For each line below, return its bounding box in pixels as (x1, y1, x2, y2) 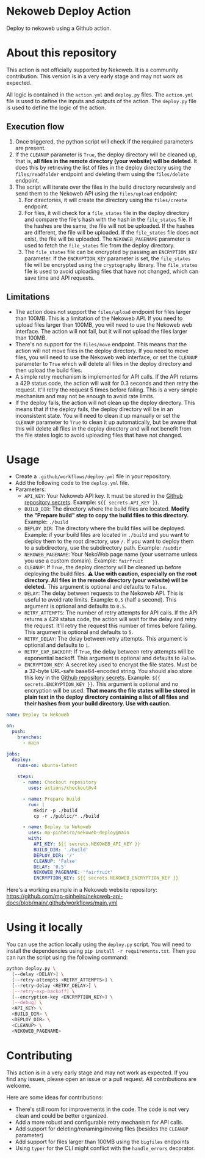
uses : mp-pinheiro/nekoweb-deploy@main (28, 829, 130, 836)
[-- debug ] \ (12, 1000, 43, 1006)
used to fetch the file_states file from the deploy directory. (24, 241, 175, 249)
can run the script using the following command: (6, 954, 128, 961)
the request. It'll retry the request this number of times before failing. (24, 622, 197, 630)
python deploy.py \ (6, 966, 56, 972)
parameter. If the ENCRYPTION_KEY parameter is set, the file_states (24, 255, 191, 262)
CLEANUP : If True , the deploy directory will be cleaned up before (24, 564, 182, 571)
